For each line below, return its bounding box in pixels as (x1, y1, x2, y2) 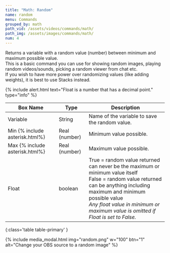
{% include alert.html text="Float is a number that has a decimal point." (5, 86, 153, 92)
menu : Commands (5, 17, 37, 22)
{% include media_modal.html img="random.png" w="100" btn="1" (5, 236, 145, 242)
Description (111, 104, 140, 111)
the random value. (89, 119, 132, 126)
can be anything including (89, 181, 150, 188)
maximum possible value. (5, 55, 58, 61)
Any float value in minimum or (89, 201, 160, 208)
